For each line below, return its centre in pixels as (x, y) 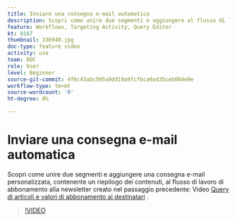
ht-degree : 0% (28, 99)
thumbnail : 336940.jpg (41, 40)
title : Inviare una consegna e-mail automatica (79, 14)
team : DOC (22, 60)
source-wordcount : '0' (41, 92)
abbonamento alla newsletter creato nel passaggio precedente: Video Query (118, 189)
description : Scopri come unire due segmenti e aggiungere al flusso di (116, 20)
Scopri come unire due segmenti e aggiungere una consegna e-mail (106, 174)
